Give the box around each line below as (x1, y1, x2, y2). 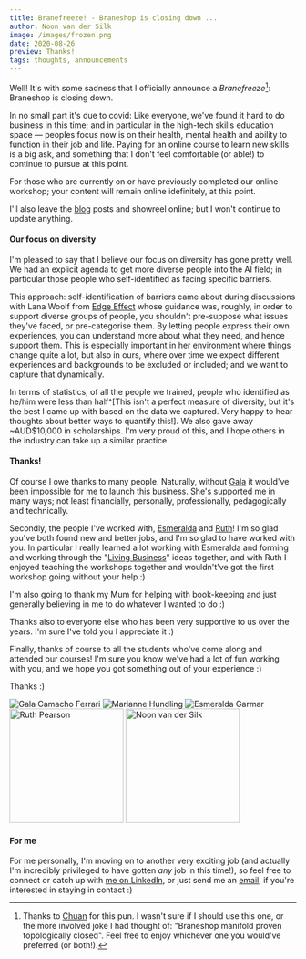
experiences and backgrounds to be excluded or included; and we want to (9, 359, 289, 370)
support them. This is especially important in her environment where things (9, 339, 291, 350)
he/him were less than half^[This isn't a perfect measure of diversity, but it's (9, 396, 295, 407)
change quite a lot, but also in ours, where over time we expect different (9, 349, 280, 360)
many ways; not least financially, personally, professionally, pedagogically (9, 495, 287, 506)
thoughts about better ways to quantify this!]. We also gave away (9, 415, 253, 426)
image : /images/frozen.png (9, 30, 112, 39)
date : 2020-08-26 (9, 38, 76, 48)
